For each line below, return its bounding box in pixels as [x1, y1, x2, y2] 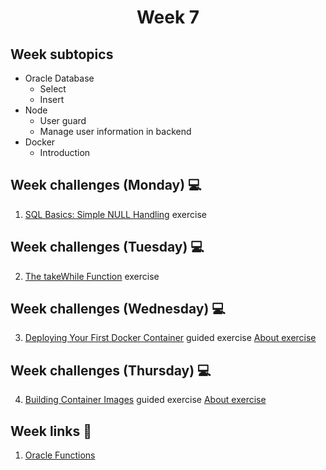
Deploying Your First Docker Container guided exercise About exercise [24, 332, 317, 344]
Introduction [39, 147, 91, 158]
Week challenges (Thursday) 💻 [10, 362, 212, 379]
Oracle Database [24, 72, 95, 84]
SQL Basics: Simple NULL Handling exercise [24, 208, 207, 220]
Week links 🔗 [10, 422, 93, 440]
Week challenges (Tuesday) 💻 [10, 239, 205, 256]
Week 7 [136, 6, 200, 29]
